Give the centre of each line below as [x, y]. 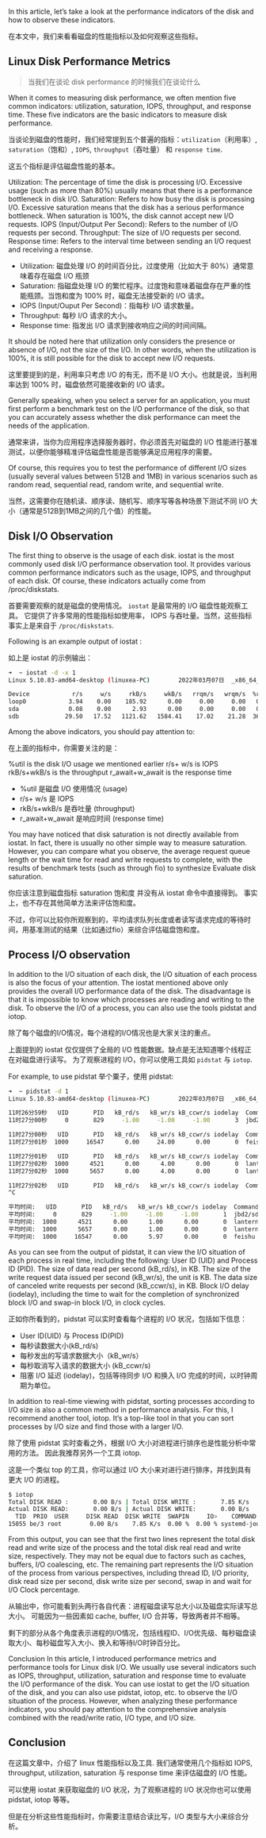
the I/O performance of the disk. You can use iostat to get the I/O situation [129, 1684]
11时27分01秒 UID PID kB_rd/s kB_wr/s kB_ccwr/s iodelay [123, 1156]
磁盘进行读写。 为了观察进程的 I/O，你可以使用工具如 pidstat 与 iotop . [137, 1059]
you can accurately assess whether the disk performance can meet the [124, 417]
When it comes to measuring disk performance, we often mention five [122, 98]
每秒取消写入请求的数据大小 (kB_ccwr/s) [85, 1365]
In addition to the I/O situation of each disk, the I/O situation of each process [133, 974]
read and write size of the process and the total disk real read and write [125, 1548]
